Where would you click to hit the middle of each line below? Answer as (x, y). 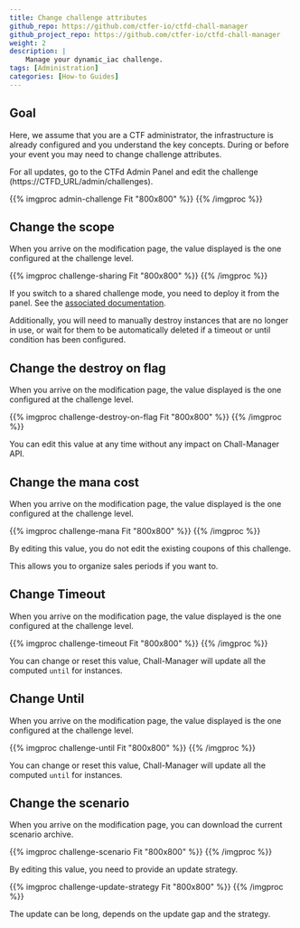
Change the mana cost (75, 482)
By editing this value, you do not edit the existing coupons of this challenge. (150, 548)
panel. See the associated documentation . (88, 303)
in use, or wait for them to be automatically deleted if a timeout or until (140, 330)
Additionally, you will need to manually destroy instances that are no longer (149, 321)
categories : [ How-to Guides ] (64, 77)
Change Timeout (57, 594)
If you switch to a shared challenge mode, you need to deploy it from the (145, 294)
